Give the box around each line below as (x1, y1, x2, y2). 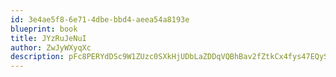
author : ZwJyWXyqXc (10, 42, 92, 53)
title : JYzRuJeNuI (10, 33, 87, 43)
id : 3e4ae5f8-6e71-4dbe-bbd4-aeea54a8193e (10, 14, 190, 25)
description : (10, 52, 65, 62)
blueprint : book (10, 24, 78, 34)
